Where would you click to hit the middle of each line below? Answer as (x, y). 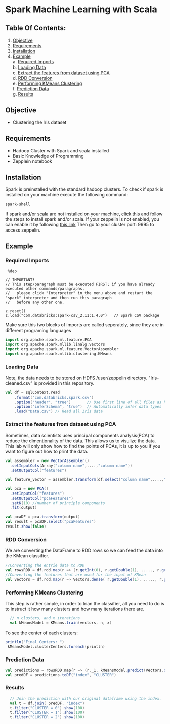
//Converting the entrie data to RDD (45, 565)
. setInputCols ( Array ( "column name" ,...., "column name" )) (71, 466)
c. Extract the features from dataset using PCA (61, 73)
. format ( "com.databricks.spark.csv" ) (54, 397)
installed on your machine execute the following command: (67, 195)
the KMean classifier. (27, 556)
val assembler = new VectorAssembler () (47, 461)
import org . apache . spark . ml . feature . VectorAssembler (62, 349)
